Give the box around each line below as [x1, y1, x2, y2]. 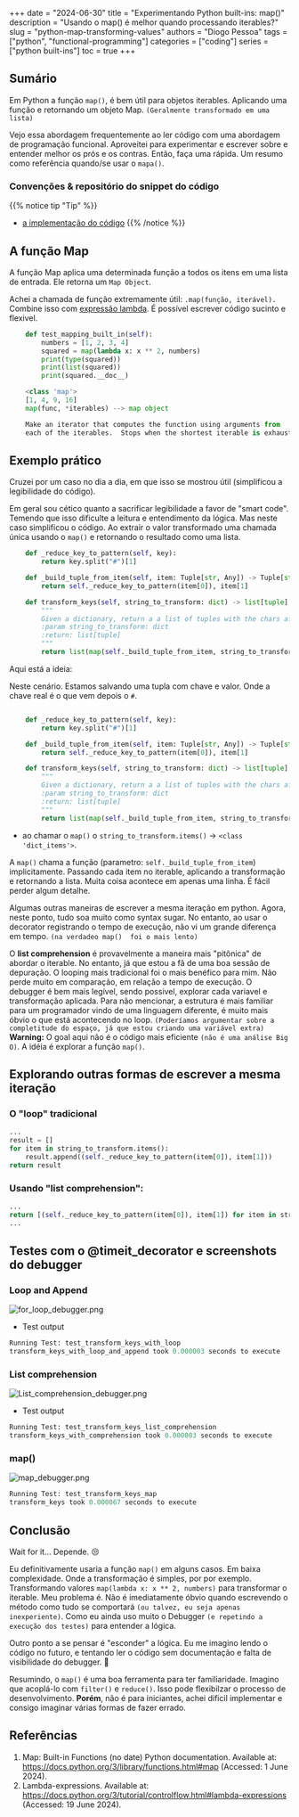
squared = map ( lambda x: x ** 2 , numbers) [41, 347, 201, 356]
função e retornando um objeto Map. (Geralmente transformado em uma [9, 104, 270, 115]
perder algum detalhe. [9, 885, 91, 896]
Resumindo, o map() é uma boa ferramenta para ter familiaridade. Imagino [9, 1674, 279, 1684]
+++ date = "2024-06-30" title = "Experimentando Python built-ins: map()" [9, 8, 285, 18]
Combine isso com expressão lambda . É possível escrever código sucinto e [9, 303, 287, 314]
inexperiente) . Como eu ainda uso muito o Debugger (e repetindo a [9, 1610, 263, 1621]
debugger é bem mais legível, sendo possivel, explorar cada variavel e [9, 986, 268, 996]
